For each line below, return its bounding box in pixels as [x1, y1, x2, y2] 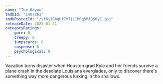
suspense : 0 [14, 44, 39, 49]
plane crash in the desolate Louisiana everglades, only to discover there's [5, 68, 157, 74]
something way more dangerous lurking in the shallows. [5, 73, 121, 79]
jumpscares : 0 [14, 40, 44, 45]
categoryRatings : [5, 26, 42, 31]
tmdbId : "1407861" [5, 12, 44, 17]
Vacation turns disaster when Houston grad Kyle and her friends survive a [5, 63, 158, 69]
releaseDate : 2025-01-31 [5, 21, 57, 26]
